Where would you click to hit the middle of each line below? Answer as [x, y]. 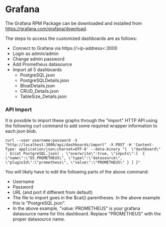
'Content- [144, 145]
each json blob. [21, 131]
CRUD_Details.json [39, 91]
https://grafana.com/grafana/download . [46, 28]
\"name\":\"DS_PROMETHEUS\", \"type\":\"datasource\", [64, 158]
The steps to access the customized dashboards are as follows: [71, 38]
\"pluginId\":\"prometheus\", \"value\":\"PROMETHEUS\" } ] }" [73, 162]
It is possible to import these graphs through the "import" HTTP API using [81, 121]
